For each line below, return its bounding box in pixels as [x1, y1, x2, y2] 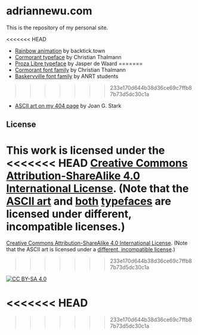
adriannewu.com [6, 4, 92, 18]
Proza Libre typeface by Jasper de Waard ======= [14, 60, 143, 67]
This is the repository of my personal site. [6, 24, 109, 31]
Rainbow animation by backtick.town [14, 47, 106, 54]
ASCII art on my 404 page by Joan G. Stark [14, 102, 122, 109]
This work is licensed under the [6, 144, 165, 157]
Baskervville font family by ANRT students [14, 72, 119, 80]
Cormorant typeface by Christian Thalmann [14, 53, 122, 60]
